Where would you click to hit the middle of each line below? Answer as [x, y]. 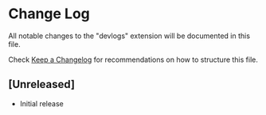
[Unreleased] [42, 84]
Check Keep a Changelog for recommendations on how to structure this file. [133, 59]
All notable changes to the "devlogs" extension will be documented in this [129, 36]
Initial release [41, 103]
